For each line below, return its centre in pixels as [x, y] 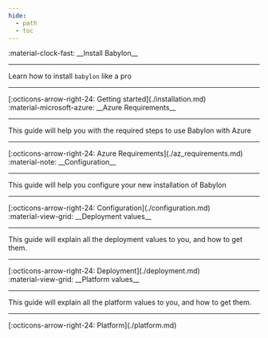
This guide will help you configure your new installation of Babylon [117, 185]
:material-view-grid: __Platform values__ [74, 280]
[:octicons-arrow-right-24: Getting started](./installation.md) [107, 99]
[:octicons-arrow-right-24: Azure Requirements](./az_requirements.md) [126, 153]
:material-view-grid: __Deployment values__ [80, 217]
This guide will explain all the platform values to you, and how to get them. [130, 302]
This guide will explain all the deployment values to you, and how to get [126, 240]
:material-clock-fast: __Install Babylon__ [73, 54]
